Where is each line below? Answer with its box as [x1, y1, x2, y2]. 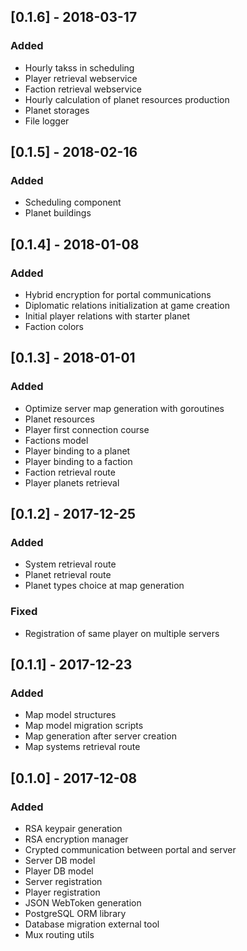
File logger [24, 115, 70, 127]
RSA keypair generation [24, 823, 123, 835]
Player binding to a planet [24, 445, 131, 457]
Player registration [24, 886, 101, 899]
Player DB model [24, 865, 94, 877]
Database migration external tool [24, 918, 160, 930]
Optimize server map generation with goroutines [24, 402, 225, 414]
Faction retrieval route [24, 466, 116, 478]
